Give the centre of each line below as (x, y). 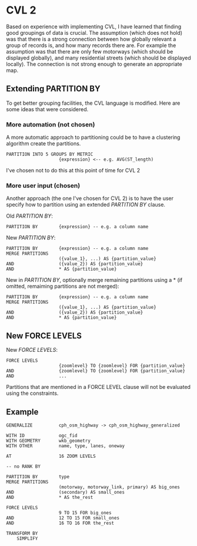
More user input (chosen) (43, 185)
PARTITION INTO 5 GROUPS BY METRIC (50, 154)
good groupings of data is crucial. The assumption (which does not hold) (94, 32)
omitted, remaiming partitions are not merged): (63, 287)
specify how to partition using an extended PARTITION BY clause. (86, 205)
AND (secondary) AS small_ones (66, 492)
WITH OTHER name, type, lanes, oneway (66, 446)
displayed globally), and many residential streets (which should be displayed (98, 58)
